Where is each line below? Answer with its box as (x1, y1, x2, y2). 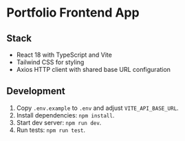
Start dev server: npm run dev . (16, 118, 102, 126)
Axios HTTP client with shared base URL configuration (16, 66, 171, 73)
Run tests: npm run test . (16, 126, 86, 134)
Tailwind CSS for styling (16, 58, 85, 66)
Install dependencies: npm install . (16, 111, 115, 119)
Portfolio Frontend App (6, 5, 140, 21)
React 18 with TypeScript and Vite (16, 50, 113, 59)
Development (6, 85, 66, 97)
